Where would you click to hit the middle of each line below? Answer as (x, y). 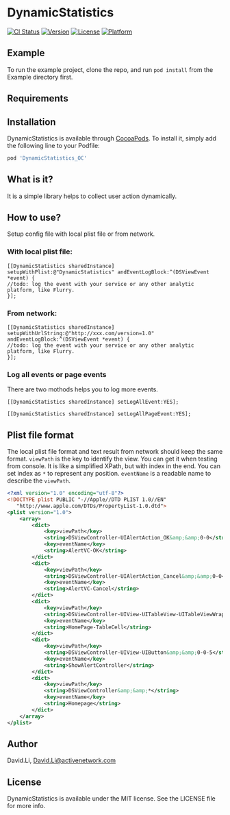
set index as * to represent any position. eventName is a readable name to (109, 474)
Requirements (38, 98)
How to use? (34, 218)
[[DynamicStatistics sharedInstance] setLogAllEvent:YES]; (93, 402)
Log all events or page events (57, 374)
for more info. (26, 806)
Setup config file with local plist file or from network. (81, 234)
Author (22, 744)
